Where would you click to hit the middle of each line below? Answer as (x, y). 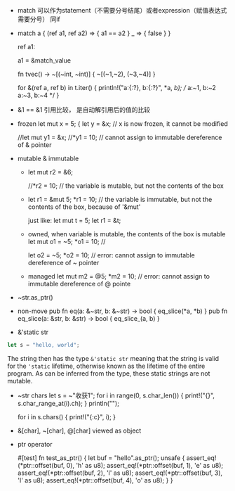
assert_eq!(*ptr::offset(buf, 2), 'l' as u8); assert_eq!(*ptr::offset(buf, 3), (120, 473)
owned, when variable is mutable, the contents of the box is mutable (127, 234)
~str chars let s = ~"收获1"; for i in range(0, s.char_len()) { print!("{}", (116, 395)
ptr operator (35, 444)
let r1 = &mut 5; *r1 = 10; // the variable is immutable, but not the (120, 199)
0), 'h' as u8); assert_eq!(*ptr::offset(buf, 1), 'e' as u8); (145, 465)
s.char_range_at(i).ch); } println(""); (68, 403)
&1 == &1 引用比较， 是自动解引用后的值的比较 (84, 110)
